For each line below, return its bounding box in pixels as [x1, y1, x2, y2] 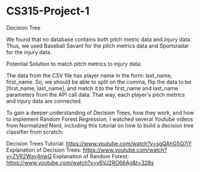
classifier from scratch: [6, 128, 64, 135]
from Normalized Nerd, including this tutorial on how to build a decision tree [6, 121, 194, 129]
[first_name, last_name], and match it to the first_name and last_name [6, 84, 178, 91]
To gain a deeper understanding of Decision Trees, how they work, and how [6, 109, 194, 116]
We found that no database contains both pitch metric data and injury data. [6, 35, 192, 43]
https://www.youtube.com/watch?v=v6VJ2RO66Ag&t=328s [6, 159, 154, 166]
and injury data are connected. [6, 97, 82, 105]
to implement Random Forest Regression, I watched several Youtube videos [6, 115, 193, 123]
